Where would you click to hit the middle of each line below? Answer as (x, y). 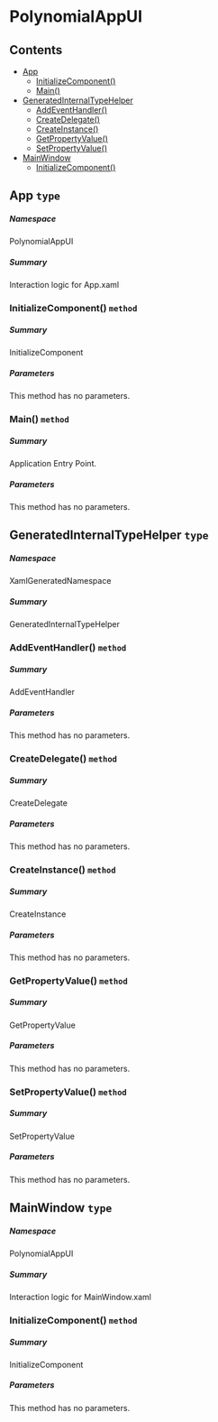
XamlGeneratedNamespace (60, 581)
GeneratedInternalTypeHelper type (109, 536)
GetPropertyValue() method (68, 981)
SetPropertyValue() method (68, 1092)
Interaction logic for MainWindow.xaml (80, 1297)
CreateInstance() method (63, 870)
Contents (36, 50)
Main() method (39, 420)
